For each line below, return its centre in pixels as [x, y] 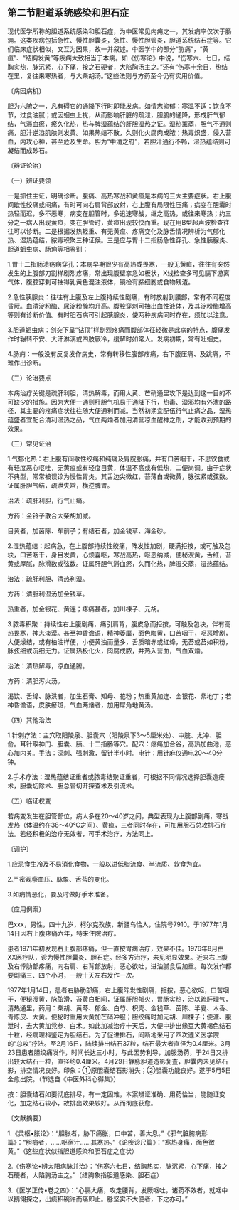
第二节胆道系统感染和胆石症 [68, 13]
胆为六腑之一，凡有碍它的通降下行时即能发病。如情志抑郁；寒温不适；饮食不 [119, 106]
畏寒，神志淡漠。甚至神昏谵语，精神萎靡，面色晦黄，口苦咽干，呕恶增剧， [122, 633]
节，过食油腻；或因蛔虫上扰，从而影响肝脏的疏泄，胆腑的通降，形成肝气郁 [116, 114]
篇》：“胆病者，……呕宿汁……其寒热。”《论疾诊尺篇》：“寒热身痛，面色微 [111, 1142]
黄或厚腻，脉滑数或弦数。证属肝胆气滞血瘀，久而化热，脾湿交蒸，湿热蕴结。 [119, 563]
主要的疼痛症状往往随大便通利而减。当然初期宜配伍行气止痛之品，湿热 [129, 410]
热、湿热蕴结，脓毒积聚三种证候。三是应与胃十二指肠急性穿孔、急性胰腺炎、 [119, 240]
